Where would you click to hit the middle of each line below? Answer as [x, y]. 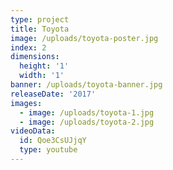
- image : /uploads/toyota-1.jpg [87, 112]
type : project [40, 19]
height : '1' [44, 66]
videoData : [33, 131]
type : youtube [48, 150]
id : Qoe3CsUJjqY [53, 141]
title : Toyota [40, 29]
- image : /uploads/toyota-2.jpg [87, 122]
